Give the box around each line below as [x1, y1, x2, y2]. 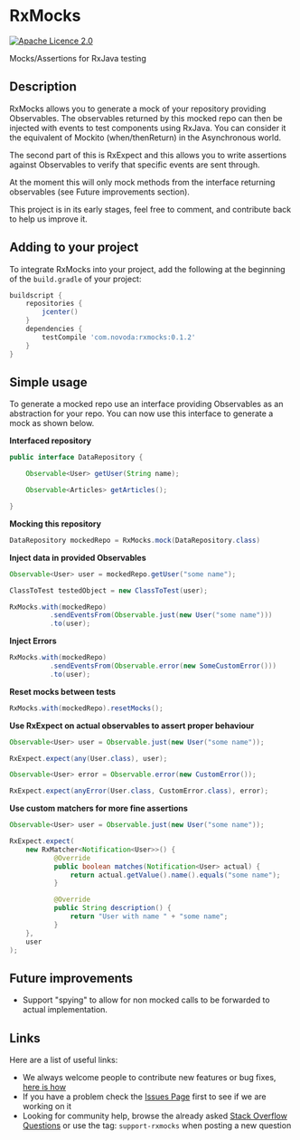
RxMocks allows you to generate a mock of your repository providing [9, 103, 267, 114]
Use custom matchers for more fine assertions [9, 803, 188, 814]
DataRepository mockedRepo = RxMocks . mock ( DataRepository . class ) [9, 536, 260, 545]
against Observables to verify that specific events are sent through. [9, 159, 260, 170]
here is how [22, 1082, 66, 1092]
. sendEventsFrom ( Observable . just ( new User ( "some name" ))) [49, 611, 273, 620]
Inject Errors [9, 635, 57, 647]
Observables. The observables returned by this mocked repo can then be [9, 112, 283, 123]
